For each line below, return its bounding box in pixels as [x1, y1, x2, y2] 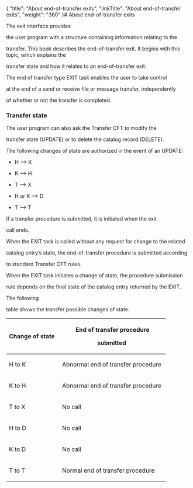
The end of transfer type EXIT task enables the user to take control [6, 74, 167, 81]
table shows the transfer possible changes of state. [6, 306, 130, 313]
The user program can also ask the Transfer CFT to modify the [6, 125, 157, 132]
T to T [9, 466, 25, 475]
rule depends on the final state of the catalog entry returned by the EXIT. [6, 283, 181, 290]
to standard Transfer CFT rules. [6, 260, 82, 268]
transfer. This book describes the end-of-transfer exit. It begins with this [6, 45, 180, 52]
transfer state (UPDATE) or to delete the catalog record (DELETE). [6, 136, 164, 143]
